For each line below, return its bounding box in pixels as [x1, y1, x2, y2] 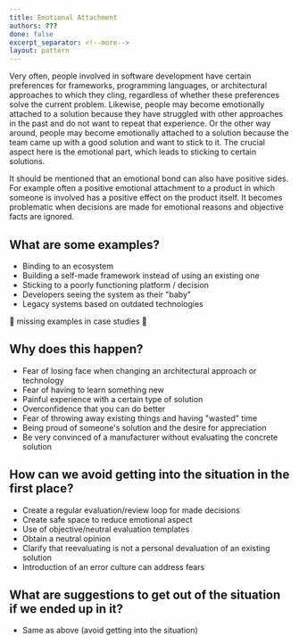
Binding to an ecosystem [21, 260, 114, 271]
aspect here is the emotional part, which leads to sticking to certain [9, 146, 257, 157]
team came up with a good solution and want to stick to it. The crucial [9, 137, 266, 148]
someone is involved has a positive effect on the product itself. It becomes [9, 193, 283, 203]
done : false [9, 29, 54, 38]
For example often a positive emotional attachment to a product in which [9, 183, 276, 194]
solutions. [9, 156, 46, 167]
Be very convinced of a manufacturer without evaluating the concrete [21, 432, 278, 442]
